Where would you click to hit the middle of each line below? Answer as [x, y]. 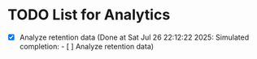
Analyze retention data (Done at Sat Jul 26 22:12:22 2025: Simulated [134, 37]
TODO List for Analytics [89, 15]
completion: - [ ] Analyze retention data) [87, 46]
